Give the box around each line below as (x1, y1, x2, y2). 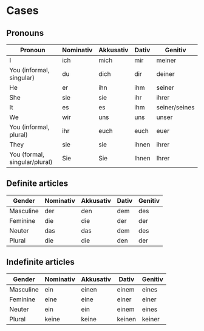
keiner (141, 315, 160, 323)
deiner (156, 70, 175, 78)
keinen (117, 315, 137, 323)
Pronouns (6, 28, 44, 38)
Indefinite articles (6, 257, 75, 267)
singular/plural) (9, 158, 53, 166)
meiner (156, 56, 177, 64)
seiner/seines (156, 103, 195, 111)
